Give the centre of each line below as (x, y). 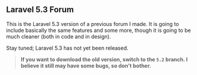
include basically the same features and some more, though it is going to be (98, 30)
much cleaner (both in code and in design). (59, 36)
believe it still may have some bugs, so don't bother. (86, 66)
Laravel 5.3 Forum (40, 10)
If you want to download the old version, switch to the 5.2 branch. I (104, 59)
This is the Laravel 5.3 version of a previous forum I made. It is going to (93, 24)
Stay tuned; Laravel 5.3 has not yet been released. (67, 48)
